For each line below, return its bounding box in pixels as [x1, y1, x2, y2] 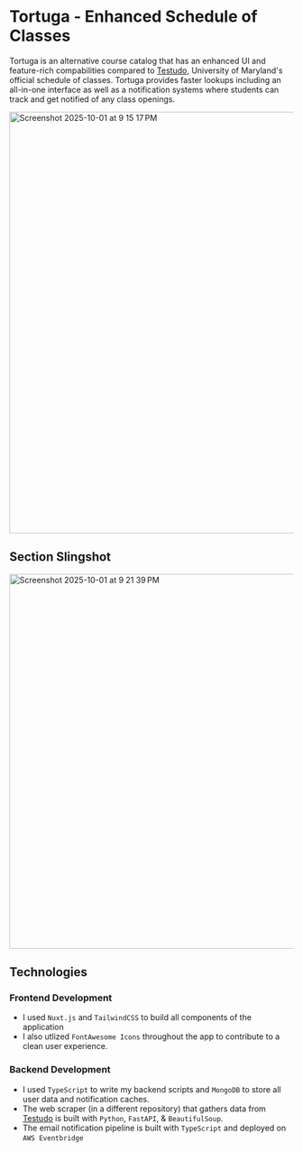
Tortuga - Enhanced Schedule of [9, 6, 258, 27]
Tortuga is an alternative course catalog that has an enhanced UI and [9, 55, 266, 66]
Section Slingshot [9, 549, 111, 565]
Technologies [9, 964, 88, 980]
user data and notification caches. [22, 1093, 150, 1104]
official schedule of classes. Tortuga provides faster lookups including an [9, 74, 281, 85]
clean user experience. [22, 1041, 108, 1052]
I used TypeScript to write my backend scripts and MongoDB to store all [22, 1083, 281, 1094]
